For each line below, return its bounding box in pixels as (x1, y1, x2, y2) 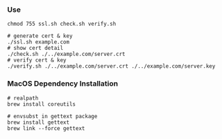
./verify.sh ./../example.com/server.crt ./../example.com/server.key (7, 63, 216, 70)
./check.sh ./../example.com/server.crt (7, 50, 126, 58)
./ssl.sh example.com (7, 39, 70, 46)
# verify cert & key (7, 57, 67, 64)
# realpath (7, 95, 39, 102)
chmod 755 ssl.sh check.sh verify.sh (7, 21, 117, 28)
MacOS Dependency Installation (7, 79, 119, 89)
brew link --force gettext (7, 124, 85, 132)
